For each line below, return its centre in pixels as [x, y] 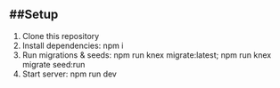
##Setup [34, 15]
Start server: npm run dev [70, 74]
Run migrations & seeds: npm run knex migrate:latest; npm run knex [147, 55]
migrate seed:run [54, 64]
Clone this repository [61, 36]
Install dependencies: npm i [73, 45]
